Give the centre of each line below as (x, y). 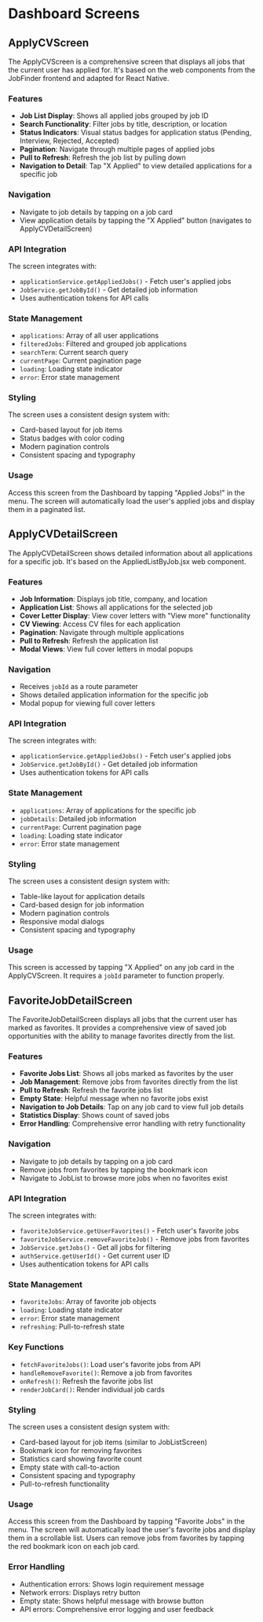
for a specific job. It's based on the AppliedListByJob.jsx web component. (127, 561)
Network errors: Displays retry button (80, 1592)
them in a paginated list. (47, 509)
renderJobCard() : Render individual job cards (92, 1389)
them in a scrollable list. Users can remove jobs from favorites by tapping (126, 1538)
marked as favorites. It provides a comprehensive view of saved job (117, 1028)
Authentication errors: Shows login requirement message (112, 1584)
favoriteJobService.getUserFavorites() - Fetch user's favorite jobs (129, 1231)
